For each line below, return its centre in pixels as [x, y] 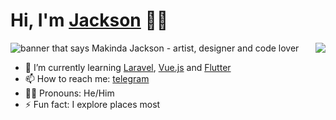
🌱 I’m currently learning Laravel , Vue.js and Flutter [128, 67]
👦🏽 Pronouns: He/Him [69, 93]
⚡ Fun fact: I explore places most [92, 104]
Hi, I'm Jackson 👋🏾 [89, 20]
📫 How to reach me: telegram [87, 78]
